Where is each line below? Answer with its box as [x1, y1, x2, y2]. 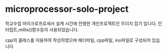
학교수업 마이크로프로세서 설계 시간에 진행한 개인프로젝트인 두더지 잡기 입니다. [5, 20, 157, 26]
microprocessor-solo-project [5, 3, 129, 15]
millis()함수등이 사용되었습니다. [18, 26, 79, 33]
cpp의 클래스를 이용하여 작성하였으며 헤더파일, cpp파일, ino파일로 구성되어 [5, 37, 151, 43]
